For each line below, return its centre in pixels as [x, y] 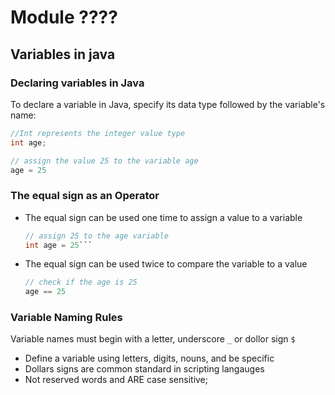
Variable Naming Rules [66, 318]
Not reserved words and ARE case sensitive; [116, 380]
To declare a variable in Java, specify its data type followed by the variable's [168, 104]
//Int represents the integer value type [98, 133]
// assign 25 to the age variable [96, 236]
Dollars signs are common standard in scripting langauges [144, 369]
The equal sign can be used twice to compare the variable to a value [166, 264]
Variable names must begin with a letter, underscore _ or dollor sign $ [153, 339]
